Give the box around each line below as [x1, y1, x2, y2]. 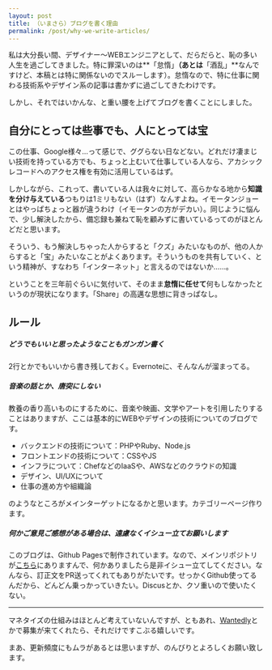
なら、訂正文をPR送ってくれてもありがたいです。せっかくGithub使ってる [15, 570, 257, 580]
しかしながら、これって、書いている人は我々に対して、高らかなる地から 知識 [8, 184, 263, 194]
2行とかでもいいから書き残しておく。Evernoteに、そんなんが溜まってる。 [8, 361, 254, 371]
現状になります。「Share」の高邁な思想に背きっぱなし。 [36, 289, 223, 299]
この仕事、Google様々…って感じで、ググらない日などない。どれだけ [8, 146, 236, 156]
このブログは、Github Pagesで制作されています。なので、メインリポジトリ [8, 550, 258, 560]
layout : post [8, 11, 53, 20]
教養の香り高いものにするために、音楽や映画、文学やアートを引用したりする [8, 403, 263, 413]
